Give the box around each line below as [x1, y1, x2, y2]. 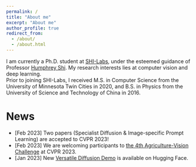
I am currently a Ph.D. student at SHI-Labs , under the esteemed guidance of [6, 57, 191, 65]
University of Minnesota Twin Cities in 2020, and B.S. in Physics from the [6, 83, 184, 90]
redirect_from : [6, 31, 44, 37]
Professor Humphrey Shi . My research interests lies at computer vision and [6, 64, 188, 71]
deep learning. [6, 70, 41, 77]
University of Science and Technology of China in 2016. [6, 89, 141, 96]
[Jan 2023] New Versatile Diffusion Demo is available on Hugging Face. [14, 154, 188, 161]
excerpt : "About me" [6, 19, 57, 25]
